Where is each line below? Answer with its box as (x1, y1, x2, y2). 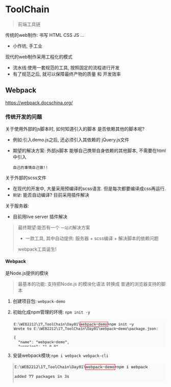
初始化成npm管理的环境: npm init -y (12, 309, 90, 315)
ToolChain (5, 4, 50, 15)
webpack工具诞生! (17, 246, 57, 252)
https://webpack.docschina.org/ (5, 100, 73, 106)
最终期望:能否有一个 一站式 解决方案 (17, 225, 90, 231)
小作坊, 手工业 (12, 42, 42, 49)
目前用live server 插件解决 (12, 213, 68, 220)
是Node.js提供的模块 (5, 270, 48, 276)
